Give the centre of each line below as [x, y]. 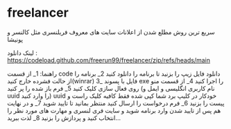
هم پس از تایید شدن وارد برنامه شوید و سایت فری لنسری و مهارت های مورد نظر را [114, 110]
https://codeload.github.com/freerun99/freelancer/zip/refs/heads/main [109, 60]
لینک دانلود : [23, 53]
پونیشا [15, 39]
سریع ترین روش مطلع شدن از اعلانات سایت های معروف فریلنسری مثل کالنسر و [111, 32]
